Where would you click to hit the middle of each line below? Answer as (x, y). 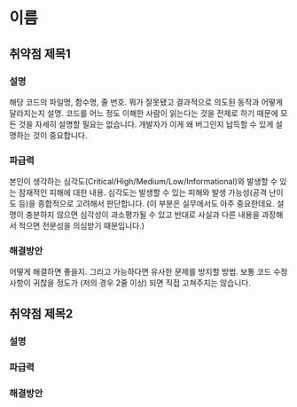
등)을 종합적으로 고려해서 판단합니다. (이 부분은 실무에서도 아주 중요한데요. (146, 204)
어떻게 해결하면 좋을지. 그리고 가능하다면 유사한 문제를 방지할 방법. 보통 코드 (141, 272)
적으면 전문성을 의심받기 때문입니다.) (81, 226)
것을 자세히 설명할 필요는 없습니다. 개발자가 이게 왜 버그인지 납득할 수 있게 (146, 124)
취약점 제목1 (40, 54)
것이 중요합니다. (60, 135)
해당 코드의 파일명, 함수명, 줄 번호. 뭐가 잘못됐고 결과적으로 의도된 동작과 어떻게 (146, 102)
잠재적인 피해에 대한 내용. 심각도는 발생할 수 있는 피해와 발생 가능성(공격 (143, 192)
